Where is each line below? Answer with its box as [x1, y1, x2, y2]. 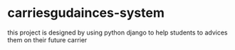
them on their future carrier [7, 35, 88, 44]
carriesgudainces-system [7, 5, 165, 21]
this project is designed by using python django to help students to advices [7, 28, 228, 37]
